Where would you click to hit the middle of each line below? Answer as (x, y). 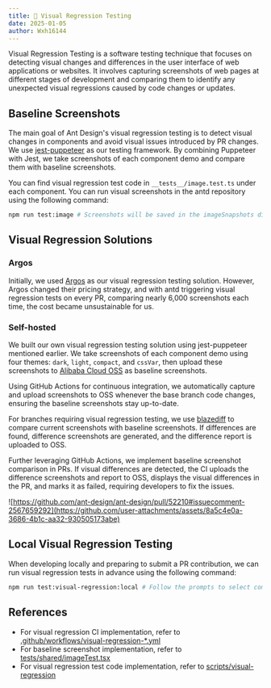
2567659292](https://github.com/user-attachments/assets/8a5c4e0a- (126, 510)
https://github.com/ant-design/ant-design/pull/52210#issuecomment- (129, 502)
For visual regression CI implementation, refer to (100, 631)
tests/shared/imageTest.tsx (65, 657)
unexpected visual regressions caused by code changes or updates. (122, 88)
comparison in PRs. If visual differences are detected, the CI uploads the (129, 469)
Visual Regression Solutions (81, 240)
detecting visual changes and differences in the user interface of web (124, 62)
